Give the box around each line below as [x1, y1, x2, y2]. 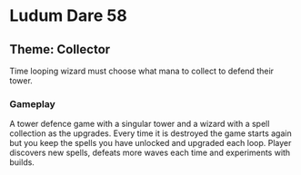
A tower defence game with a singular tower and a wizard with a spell [9, 119, 270, 130]
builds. [9, 157, 35, 168]
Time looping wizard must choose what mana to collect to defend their [9, 65, 275, 76]
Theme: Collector [9, 42, 111, 57]
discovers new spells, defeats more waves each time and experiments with [9, 147, 291, 159]
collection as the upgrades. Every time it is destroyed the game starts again [9, 128, 293, 139]
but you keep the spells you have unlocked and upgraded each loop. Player [9, 138, 292, 149]
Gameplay [9, 97, 56, 110]
